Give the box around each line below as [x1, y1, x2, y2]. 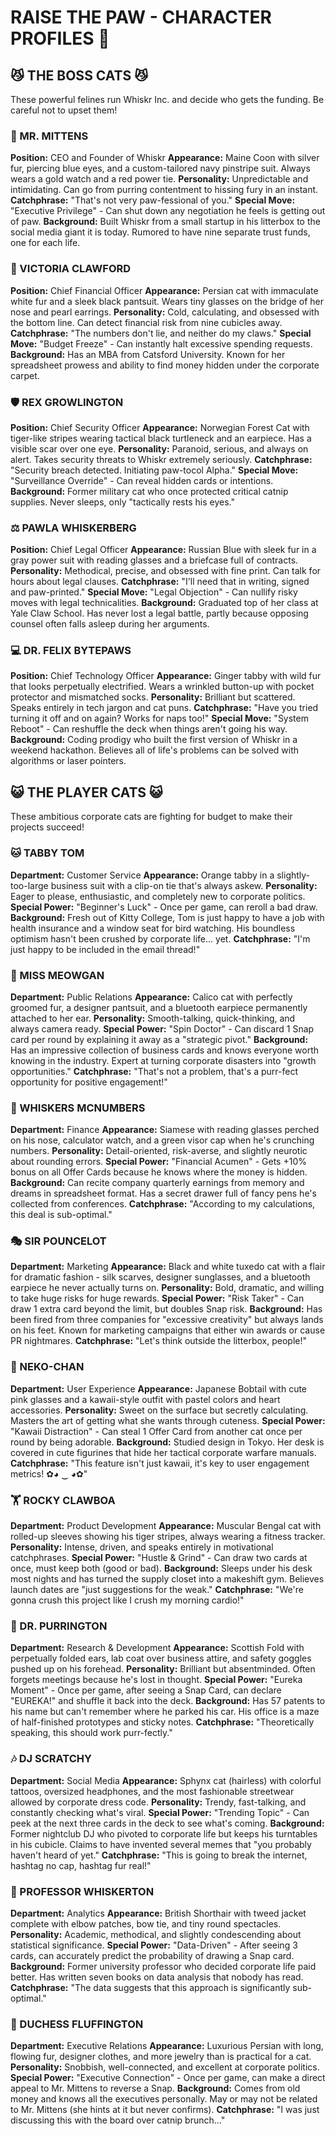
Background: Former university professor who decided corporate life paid [10, 1960, 317, 1972]
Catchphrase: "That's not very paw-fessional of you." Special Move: [10, 194, 296, 206]
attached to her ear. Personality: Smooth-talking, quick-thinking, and [10, 1012, 296, 1024]
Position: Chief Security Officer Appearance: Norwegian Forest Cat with [10, 421, 310, 433]
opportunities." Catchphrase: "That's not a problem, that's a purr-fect [10, 1065, 298, 1077]
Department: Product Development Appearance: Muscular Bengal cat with [10, 1520, 322, 1532]
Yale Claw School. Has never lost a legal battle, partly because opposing [10, 607, 309, 620]
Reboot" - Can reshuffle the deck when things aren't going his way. [10, 723, 288, 735]
